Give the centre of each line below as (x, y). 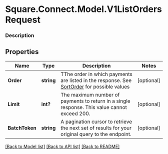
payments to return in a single (96, 101)
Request (23, 20)
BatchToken (22, 127)
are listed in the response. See (96, 80)
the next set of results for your (96, 127)
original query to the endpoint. (96, 134)
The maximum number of (90, 94)
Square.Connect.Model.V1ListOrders (84, 9)
